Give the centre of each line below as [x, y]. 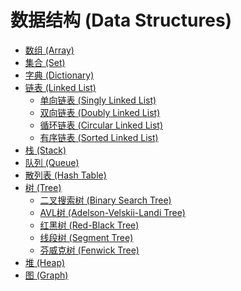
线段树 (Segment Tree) [86, 237]
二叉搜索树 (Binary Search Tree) [105, 200]
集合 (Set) [45, 62]
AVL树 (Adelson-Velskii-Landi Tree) [112, 212]
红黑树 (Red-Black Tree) [89, 225]
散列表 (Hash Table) [65, 175]
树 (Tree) [43, 187]
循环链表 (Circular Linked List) [101, 125]
